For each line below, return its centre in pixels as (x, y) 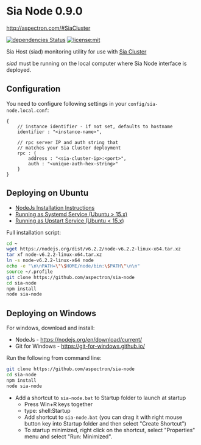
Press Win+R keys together (58, 404)
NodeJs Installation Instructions (55, 207)
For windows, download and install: (51, 328)
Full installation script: (33, 232)
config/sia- (143, 104)
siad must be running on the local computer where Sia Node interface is (97, 63)
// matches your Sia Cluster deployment (69, 148)
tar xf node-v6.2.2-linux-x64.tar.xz (54, 255)
